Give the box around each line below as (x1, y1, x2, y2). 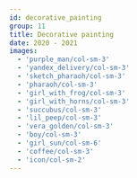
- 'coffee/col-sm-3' (17, 147, 94, 156)
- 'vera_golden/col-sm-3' (17, 122, 115, 131)
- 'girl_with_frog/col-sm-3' (17, 88, 126, 97)
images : (9, 47, 39, 56)
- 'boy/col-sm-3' (17, 130, 82, 139)
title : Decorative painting (9, 30, 115, 39)
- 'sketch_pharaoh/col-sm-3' (17, 72, 126, 81)
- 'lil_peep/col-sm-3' (17, 113, 102, 122)
